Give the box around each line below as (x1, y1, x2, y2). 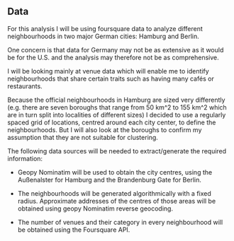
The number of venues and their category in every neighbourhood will (17, 218, 223, 226)
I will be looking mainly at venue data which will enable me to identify (7, 66, 209, 75)
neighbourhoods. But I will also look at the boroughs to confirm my (7, 125, 202, 134)
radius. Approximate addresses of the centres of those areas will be (17, 196, 216, 205)
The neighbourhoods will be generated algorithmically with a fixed (17, 189, 211, 197)
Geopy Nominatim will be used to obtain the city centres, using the (17, 167, 213, 176)
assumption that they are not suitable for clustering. (7, 133, 158, 141)
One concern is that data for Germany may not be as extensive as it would (7, 45, 224, 54)
